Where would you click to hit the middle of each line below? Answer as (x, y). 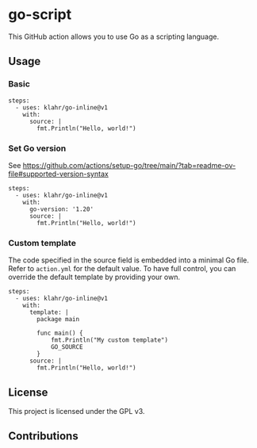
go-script (40, 15)
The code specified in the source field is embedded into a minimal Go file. (129, 260)
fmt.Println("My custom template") (109, 340)
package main (58, 320)
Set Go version (37, 148)
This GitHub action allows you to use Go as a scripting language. (114, 36)
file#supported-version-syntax (58, 174)
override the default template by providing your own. (94, 277)
